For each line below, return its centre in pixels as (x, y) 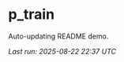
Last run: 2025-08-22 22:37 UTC (62, 51)
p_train (32, 15)
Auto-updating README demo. (58, 36)
